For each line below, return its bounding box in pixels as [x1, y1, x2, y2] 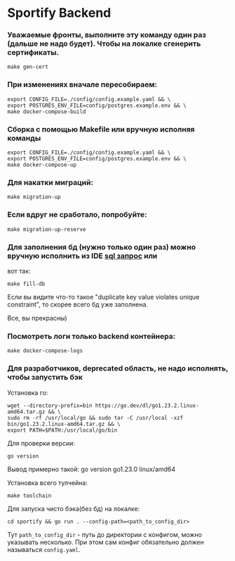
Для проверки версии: [7, 439, 76, 447]
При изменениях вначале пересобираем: [7, 79, 158, 89]
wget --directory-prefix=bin [7, 402, 93, 409]
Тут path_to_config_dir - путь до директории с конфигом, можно [7, 530, 202, 539]
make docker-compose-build [7, 108, 86, 115]
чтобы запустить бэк [7, 373, 83, 382]
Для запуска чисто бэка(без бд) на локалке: [7, 504, 140, 512]
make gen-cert [7, 63, 49, 71]
